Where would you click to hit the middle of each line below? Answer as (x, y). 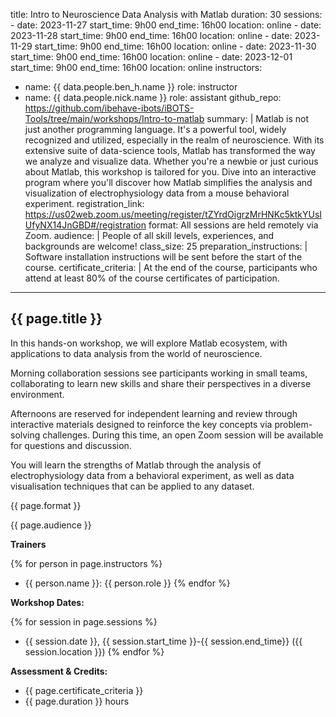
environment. (37, 394)
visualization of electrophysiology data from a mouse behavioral (157, 193)
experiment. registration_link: (84, 203)
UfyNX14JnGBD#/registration (85, 225)
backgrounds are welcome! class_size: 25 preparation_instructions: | (166, 246)
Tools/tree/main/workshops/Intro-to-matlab (114, 118)
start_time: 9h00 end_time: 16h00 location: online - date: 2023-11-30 (175, 46)
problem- (293, 424)
